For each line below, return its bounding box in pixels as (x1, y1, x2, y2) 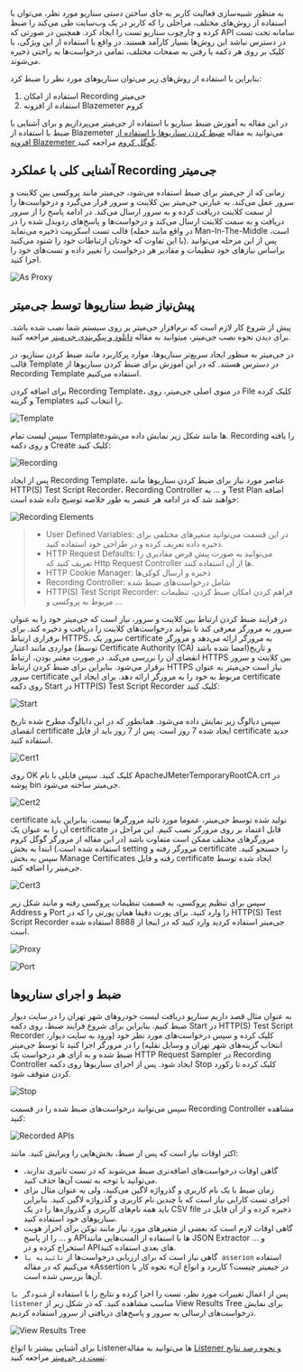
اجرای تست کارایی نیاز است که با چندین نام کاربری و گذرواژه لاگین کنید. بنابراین (23, 1194, 289, 1205)
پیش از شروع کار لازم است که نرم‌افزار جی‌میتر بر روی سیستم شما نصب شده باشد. (10, 321, 291, 332)
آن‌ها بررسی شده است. (23, 1271, 103, 1282)
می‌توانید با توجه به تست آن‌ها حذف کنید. (23, 1175, 158, 1186)
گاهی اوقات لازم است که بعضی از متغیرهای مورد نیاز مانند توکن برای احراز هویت (23, 1223, 293, 1234)
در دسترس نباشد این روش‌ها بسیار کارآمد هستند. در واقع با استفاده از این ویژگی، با (10, 36, 287, 47)
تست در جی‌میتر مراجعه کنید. (10, 1352, 107, 1363)
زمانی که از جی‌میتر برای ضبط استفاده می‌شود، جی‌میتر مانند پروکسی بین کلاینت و (10, 187, 285, 198)
